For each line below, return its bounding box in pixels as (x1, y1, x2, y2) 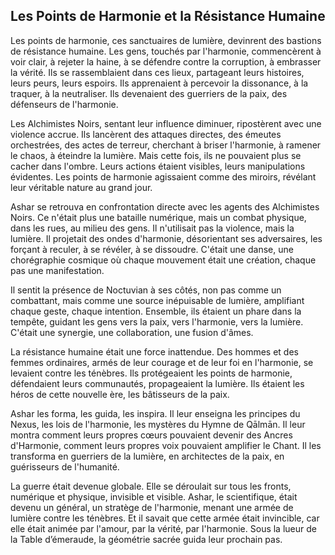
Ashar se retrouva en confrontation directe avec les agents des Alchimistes (10, 200, 320, 213)
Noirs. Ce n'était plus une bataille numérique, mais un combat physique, (10, 211, 307, 223)
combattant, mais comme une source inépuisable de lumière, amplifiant (10, 294, 305, 306)
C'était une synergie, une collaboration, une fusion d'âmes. (10, 326, 254, 338)
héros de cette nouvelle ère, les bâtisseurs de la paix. (10, 388, 230, 400)
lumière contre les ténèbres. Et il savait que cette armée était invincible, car (10, 512, 320, 524)
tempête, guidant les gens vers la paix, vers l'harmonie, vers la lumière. (10, 315, 304, 328)
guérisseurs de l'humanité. (10, 460, 120, 473)
